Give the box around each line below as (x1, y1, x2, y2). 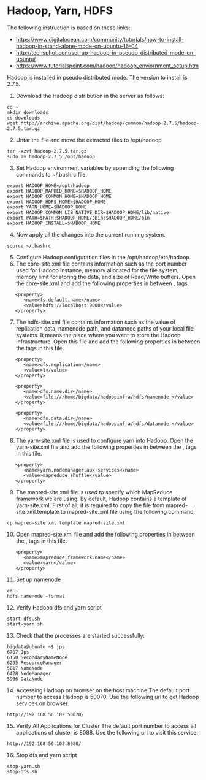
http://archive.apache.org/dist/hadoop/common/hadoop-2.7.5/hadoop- (20, 120, 200, 126)
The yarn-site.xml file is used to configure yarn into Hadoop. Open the (15, 437, 194, 444)
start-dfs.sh (7, 616, 40, 622)
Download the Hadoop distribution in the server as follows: (15, 92, 165, 99)
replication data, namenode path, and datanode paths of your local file (15, 324, 194, 332)
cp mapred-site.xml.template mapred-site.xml (7, 519, 125, 526)
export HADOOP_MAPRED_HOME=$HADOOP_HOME (7, 188, 112, 194)
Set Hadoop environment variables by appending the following (15, 164, 174, 172)
